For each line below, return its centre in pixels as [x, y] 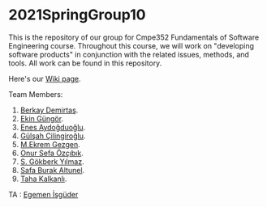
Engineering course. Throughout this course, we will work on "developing [131, 45]
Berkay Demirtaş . [49, 110]
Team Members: [36, 94]
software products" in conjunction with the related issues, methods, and [129, 54]
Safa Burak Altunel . [52, 170]
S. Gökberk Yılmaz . [52, 161]
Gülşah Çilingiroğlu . [53, 136]
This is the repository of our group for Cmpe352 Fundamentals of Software [134, 37]
